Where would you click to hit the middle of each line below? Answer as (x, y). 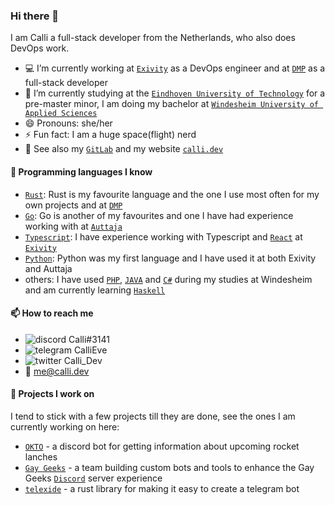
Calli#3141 (89, 339)
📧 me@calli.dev (57, 371)
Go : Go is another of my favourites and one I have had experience (159, 215)
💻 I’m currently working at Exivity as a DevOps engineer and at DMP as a (175, 68)
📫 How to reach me (52, 313)
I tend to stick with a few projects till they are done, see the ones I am (153, 416)
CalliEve (90, 350)
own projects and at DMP (73, 205)
